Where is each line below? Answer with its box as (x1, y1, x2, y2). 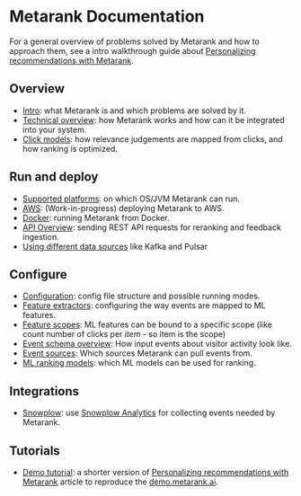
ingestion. (22, 231, 60, 242)
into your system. (22, 124, 87, 135)
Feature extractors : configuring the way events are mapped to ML (22, 300, 267, 311)
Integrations (9, 384, 79, 399)
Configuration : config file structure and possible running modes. (22, 290, 261, 302)
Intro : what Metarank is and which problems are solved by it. (22, 105, 247, 116)
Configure (9, 267, 67, 282)
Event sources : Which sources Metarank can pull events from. (22, 348, 253, 359)
